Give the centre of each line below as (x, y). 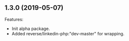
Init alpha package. (31, 29)
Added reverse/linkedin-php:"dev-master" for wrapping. (68, 33)
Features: (14, 19)
